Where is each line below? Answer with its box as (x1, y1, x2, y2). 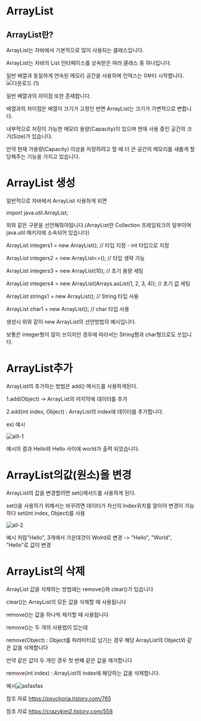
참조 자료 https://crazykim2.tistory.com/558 (6, 707, 113, 714)
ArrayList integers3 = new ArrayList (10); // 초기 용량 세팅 (6, 267, 144, 274)
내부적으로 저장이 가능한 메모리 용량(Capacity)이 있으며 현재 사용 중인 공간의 (6, 125, 186, 132)
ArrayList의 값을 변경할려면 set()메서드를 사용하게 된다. (6, 489, 136, 496)
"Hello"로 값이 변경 (6, 541, 51, 548)
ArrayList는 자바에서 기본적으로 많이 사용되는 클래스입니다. (6, 47, 144, 53)
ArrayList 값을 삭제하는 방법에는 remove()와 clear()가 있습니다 (6, 586, 154, 593)
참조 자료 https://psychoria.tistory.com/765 (6, 695, 112, 702)
